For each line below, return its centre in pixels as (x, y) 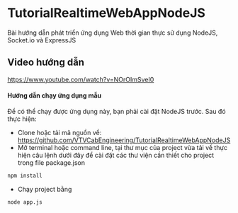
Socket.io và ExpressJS (42, 40)
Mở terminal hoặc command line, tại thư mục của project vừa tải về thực (123, 147)
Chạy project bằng (45, 189)
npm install (25, 175)
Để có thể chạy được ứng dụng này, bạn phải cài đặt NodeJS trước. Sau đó (117, 111)
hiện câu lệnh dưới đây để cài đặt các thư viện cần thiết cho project (116, 155)
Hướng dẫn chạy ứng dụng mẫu (55, 96)
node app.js (25, 202)
